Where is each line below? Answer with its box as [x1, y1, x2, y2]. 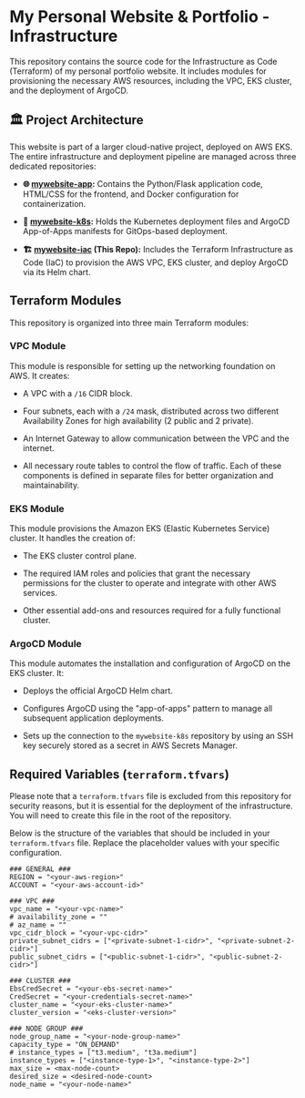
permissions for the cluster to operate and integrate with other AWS [22, 578, 277, 589]
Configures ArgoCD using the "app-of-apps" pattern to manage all [22, 703, 273, 714]
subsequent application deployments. [22, 713, 164, 723]
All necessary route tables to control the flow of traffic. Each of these [22, 460, 282, 471]
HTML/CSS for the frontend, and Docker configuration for [22, 189, 239, 200]
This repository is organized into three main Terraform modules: [9, 317, 249, 328]
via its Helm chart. [22, 266, 91, 277]
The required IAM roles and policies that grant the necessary [22, 568, 251, 580]
